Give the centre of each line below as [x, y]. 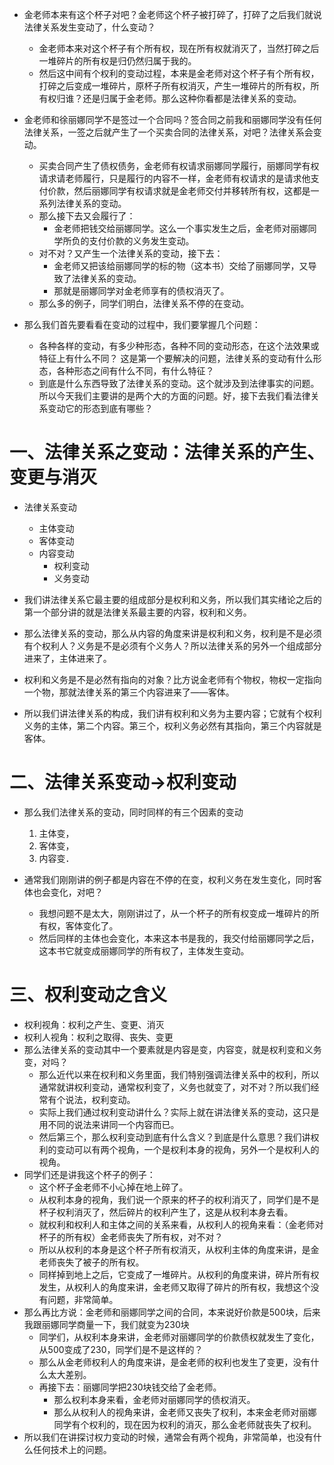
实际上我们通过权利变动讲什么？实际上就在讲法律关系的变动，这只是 [179, 1112]
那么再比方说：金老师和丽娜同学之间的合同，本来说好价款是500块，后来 [172, 1312]
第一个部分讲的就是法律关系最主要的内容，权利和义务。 [137, 612]
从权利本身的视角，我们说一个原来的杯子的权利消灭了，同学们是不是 [179, 1199]
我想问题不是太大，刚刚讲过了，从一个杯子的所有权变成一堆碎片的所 [179, 913]
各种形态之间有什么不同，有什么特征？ [135, 371]
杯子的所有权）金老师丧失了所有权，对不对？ [131, 1237]
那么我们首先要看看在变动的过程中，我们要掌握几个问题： [142, 324]
